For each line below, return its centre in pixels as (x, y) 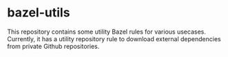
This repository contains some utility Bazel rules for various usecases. (107, 32)
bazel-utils (39, 13)
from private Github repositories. (53, 46)
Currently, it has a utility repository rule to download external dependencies (114, 38)
